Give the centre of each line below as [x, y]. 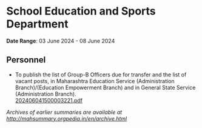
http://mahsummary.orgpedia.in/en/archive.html [67, 118]
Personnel [26, 60]
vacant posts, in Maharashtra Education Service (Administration [95, 81]
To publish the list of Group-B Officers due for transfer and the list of [101, 75]
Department [37, 24]
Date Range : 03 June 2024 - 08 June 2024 [61, 41]
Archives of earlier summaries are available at [64, 112]
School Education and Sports [81, 11]
